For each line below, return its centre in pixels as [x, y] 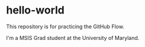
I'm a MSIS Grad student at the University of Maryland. [73, 38]
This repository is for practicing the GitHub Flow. [65, 26]
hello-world [36, 10]
